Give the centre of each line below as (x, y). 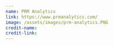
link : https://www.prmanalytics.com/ (52, 17)
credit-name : (21, 28)
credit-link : (21, 33)
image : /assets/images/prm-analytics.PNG (57, 22)
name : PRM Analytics (31, 11)
